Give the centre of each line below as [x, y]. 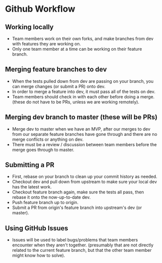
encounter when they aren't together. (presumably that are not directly [83, 245]
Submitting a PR [30, 165]
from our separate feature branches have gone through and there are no [84, 134]
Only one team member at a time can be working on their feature [77, 49]
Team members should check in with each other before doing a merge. [83, 96]
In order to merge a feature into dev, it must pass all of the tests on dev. [84, 92]
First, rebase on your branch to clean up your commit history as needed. [85, 177]
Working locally [29, 27]
